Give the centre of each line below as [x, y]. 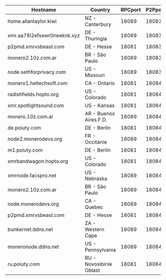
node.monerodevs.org [33, 204]
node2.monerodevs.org [35, 139]
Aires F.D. [96, 120]
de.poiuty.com [24, 128]
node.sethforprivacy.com [37, 72]
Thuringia [96, 38]
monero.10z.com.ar [30, 117]
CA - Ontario [100, 83]
